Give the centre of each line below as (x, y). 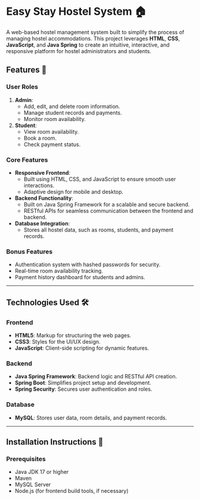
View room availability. (51, 131)
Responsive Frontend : (43, 172)
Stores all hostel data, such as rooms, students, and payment (99, 230)
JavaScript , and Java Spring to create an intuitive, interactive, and (88, 45)
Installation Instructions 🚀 (55, 442)
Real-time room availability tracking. (59, 271)
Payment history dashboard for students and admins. (80, 277)
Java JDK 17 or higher (42, 472)
